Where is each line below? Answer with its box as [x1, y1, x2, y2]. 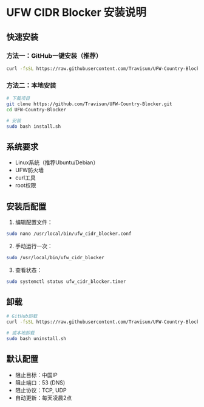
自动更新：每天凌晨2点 [15, 394, 72, 402]
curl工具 [15, 174, 36, 181]
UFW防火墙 [15, 167, 44, 174]
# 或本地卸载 [6, 330, 35, 336]
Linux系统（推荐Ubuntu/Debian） [15, 159, 99, 166]
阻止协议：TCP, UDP [15, 386, 67, 394]
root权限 [15, 182, 36, 189]
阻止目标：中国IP [15, 371, 58, 378]
